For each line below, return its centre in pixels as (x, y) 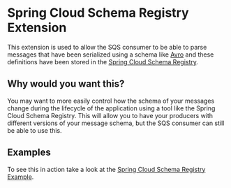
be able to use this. (35, 130)
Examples (29, 153)
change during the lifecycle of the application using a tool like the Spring (111, 108)
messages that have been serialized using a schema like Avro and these (111, 55)
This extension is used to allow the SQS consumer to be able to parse (107, 47)
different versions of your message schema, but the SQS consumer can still (116, 123)
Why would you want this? (66, 84)
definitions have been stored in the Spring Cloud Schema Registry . (103, 62)
